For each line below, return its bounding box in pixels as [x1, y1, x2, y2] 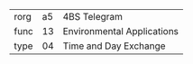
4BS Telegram [62, 11, 124, 23]
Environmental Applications [62, 25, 179, 37]
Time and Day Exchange [62, 40, 166, 52]
